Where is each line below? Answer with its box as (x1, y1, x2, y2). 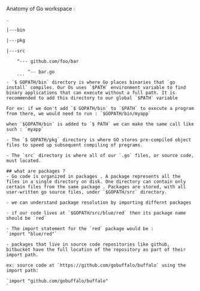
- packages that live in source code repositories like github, (6, 241, 170, 247)
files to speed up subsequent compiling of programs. (6, 142, 144, 148)
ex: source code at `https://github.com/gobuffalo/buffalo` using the (6, 262, 186, 268)
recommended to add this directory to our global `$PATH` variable (6, 95, 178, 101)
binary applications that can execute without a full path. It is (6, 90, 175, 96)
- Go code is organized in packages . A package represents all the (6, 173, 181, 179)
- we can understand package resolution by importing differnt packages (6, 200, 192, 206)
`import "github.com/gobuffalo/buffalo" (6, 278, 109, 284)
